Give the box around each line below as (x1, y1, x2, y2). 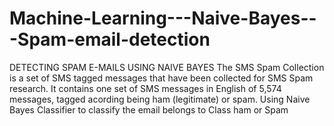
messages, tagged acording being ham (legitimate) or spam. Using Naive (9, 93, 311, 105)
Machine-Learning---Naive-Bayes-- (9, 7, 317, 30)
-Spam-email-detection (9, 28, 211, 51)
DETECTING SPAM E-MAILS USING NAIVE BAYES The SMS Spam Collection (9, 61, 325, 73)
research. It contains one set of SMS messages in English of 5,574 (9, 82, 282, 94)
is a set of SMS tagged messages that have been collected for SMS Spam (9, 72, 314, 84)
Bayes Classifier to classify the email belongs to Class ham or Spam (9, 103, 289, 116)
